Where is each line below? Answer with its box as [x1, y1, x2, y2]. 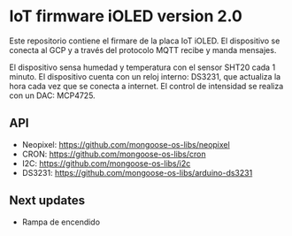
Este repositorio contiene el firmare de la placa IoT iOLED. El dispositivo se [9, 35, 280, 46]
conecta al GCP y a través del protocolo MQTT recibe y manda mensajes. [9, 44, 277, 55]
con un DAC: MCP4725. [9, 90, 96, 101]
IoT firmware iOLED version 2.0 [9, 6, 243, 27]
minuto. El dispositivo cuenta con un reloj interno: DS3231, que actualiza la [9, 71, 281, 81]
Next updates [9, 193, 86, 209]
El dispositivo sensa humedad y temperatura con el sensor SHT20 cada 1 [9, 62, 276, 72]
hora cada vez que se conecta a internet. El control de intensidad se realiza [9, 80, 284, 91]
